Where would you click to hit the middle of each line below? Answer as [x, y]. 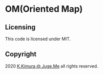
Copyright [21, 54]
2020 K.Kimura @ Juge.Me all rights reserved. [52, 66]
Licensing [20, 27]
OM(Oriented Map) [44, 9]
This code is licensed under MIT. [38, 39]
